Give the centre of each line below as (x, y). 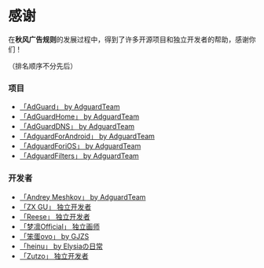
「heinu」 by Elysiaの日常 (61, 246)
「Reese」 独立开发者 (55, 216)
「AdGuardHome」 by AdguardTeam (79, 117)
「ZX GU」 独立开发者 (55, 207)
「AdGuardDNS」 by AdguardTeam (77, 127)
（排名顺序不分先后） (42, 66)
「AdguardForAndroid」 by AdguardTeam (87, 136)
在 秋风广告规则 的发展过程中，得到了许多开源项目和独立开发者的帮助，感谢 (128, 39)
